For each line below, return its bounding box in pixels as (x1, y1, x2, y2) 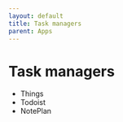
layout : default (8, 11, 64, 20)
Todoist (20, 98, 46, 107)
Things (20, 89, 44, 98)
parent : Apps (8, 27, 53, 35)
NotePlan (20, 107, 51, 116)
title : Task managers (8, 20, 82, 28)
